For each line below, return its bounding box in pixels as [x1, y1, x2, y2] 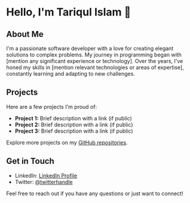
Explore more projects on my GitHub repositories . [6, 139, 128, 146]
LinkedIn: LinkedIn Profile [14, 172, 78, 179]
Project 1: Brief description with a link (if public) [14, 114, 133, 121]
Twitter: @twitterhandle [14, 178, 73, 185]
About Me [6, 29, 44, 39]
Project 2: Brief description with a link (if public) [14, 121, 133, 128]
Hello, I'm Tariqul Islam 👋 [6, 5, 131, 19]
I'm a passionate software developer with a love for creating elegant [6, 45, 174, 52]
